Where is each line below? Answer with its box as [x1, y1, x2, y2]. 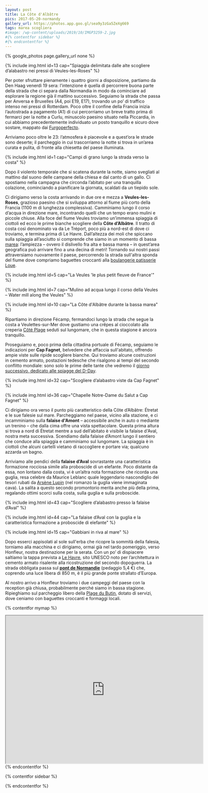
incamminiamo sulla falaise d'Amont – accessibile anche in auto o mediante [5, 417, 159, 423]
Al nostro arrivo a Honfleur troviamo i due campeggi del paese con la [5, 579, 145, 585]
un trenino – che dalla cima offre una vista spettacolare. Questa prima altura [5, 422, 159, 428]
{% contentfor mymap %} [5, 605, 58, 611]
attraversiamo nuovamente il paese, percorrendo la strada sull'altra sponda [5, 252, 158, 258]
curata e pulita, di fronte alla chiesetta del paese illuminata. [5, 144, 125, 151]
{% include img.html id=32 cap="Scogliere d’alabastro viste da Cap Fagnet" [5, 377, 159, 383]
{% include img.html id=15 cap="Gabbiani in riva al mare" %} [5, 529, 129, 535]
